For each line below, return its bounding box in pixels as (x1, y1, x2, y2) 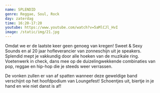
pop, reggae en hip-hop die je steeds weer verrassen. (5, 63, 113, 69)
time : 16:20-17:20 (5, 20, 42, 26)
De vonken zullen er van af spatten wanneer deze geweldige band (5, 73, 137, 78)
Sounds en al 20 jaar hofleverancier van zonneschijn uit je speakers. (5, 48, 142, 54)
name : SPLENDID (5, 7, 36, 12)
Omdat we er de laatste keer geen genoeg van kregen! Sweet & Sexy (5, 43, 143, 48)
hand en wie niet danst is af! (5, 83, 62, 89)
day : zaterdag (5, 16, 34, 21)
